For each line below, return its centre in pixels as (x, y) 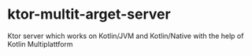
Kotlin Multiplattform (40, 44)
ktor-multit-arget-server (89, 14)
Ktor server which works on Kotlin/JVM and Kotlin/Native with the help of (126, 36)
